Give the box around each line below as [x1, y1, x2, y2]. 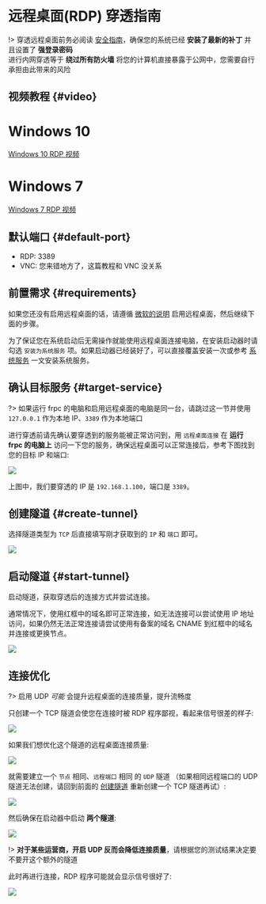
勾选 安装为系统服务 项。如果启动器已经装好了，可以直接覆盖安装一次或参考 [8, 345, 248, 355]
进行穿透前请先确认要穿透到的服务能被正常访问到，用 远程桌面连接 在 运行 [8, 430, 244, 439]
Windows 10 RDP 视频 [8, 150, 80, 159]
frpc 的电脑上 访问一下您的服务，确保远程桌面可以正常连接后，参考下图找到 [8, 440, 255, 450]
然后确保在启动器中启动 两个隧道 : [8, 813, 116, 823]
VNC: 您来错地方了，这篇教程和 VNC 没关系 [19, 261, 162, 271]
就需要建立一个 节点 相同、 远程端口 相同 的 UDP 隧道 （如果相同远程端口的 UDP [8, 772, 258, 781]
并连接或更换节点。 [8, 629, 71, 638]
